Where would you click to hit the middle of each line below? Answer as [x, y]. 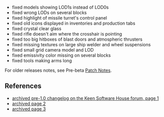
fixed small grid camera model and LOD [53, 50]
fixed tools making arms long [42, 61]
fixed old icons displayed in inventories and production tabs [74, 23]
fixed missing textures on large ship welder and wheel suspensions [81, 44]
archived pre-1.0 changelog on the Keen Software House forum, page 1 [85, 98]
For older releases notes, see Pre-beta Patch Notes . [58, 70]
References [23, 86]
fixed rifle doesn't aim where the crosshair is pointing [67, 34]
